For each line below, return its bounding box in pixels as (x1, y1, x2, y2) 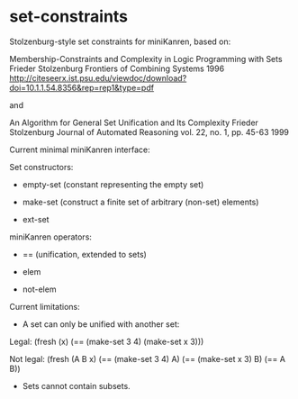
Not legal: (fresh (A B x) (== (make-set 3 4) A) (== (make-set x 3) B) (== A (9, 353, 286, 364)
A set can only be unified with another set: (22, 318, 180, 330)
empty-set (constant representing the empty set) (22, 178, 204, 190)
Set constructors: (9, 161, 74, 172)
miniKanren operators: (9, 231, 93, 242)
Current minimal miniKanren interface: (9, 144, 150, 155)
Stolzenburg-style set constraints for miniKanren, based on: (9, 36, 231, 47)
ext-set (22, 213, 50, 224)
